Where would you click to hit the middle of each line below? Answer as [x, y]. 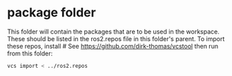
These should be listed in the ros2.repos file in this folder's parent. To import [116, 38]
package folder [52, 13]
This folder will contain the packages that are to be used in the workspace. [113, 31]
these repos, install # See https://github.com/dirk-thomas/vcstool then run [113, 46]
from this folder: [30, 53]
